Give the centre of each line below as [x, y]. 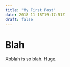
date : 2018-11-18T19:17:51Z [35, 15]
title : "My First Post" [31, 10]
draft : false [19, 19]
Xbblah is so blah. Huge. [31, 59]
